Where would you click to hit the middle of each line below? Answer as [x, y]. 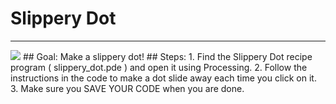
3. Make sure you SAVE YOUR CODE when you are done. [127, 88]
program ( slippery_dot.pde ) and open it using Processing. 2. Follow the [159, 67]
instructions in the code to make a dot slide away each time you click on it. [163, 78]
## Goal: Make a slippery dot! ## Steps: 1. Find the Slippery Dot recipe [167, 56]
